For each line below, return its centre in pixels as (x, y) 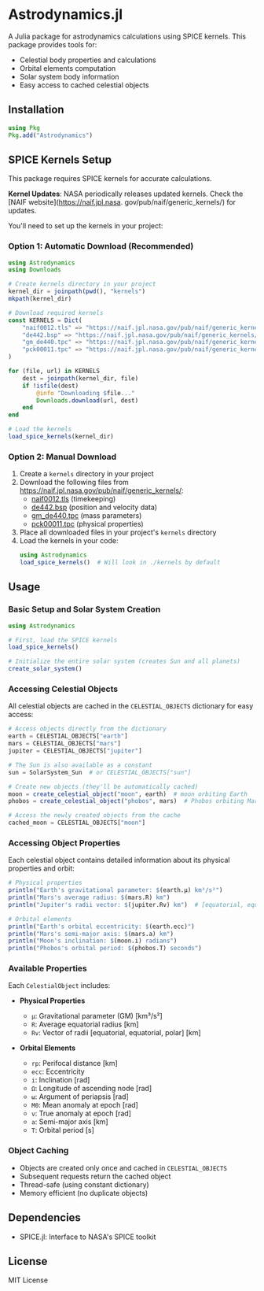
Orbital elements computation (68, 68)
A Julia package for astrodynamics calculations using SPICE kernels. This (127, 36)
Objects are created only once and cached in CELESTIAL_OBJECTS (123, 1167)
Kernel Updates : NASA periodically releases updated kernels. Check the (126, 194)
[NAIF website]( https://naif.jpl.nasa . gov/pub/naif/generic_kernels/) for (122, 202)
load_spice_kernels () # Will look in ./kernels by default (120, 563)
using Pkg (24, 128)
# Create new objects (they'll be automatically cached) (103, 786)
